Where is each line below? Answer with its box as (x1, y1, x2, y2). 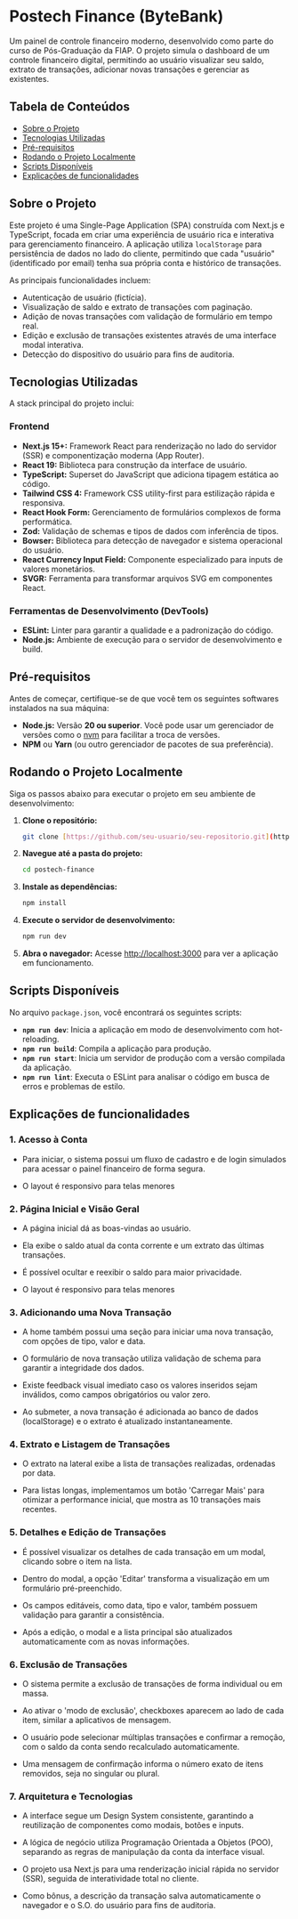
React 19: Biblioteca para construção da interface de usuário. (21, 459, 247, 470)
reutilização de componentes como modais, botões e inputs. (21, 1820, 245, 1831)
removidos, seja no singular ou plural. (21, 1769, 160, 1779)
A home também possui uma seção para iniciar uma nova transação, (21, 1326, 274, 1337)
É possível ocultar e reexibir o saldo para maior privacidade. (21, 1267, 242, 1277)
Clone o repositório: (21, 814, 98, 825)
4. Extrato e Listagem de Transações (9, 1438, 171, 1451)
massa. (21, 1688, 49, 1699)
